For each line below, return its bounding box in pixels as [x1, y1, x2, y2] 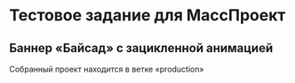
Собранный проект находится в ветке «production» [9, 64, 204, 74]
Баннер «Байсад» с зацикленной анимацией [9, 41, 274, 56]
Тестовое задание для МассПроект [9, 5, 286, 26]
